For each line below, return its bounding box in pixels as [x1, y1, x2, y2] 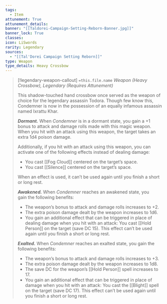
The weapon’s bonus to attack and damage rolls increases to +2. [25, 204, 159, 210]
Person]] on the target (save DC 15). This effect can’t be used [25, 226, 152, 232]
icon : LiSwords [5, 40, 37, 45]
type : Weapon [5, 59, 33, 64]
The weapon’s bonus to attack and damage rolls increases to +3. [25, 256, 159, 262]
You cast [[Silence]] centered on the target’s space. [25, 164, 132, 170]
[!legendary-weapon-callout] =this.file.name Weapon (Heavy [17, 77, 147, 83]
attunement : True [5, 17, 42, 22]
